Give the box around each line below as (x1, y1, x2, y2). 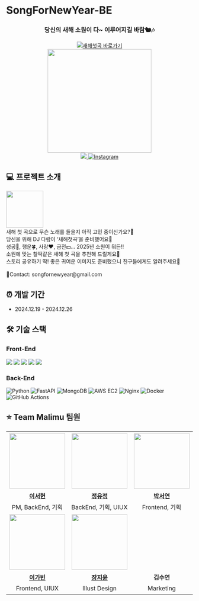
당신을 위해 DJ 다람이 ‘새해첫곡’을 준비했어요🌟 (6, 236, 113, 243)
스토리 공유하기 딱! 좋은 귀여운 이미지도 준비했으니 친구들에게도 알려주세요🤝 (6, 258, 181, 265)
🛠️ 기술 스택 (6, 324, 46, 335)
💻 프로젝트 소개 (6, 172, 61, 182)
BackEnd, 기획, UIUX (71, 503, 128, 512)
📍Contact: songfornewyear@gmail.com (6, 271, 102, 278)
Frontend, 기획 (142, 503, 182, 512)
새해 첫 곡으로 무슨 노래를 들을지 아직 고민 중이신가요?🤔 (6, 229, 134, 236)
